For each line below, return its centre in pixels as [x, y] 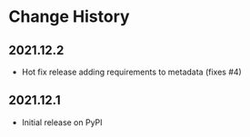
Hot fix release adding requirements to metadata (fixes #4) [131, 72]
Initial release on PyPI [62, 122]
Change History [69, 17]
